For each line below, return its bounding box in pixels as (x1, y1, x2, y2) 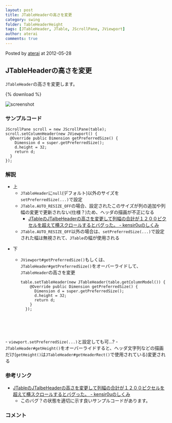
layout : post (5, 7, 33, 13)
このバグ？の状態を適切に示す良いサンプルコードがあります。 (20, 397, 150, 404)
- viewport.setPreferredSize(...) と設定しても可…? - (5, 339, 118, 345)
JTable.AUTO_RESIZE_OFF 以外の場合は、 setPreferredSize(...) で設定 (20, 229, 165, 235)
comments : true (5, 36, 38, 42)
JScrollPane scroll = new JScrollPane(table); (5, 127, 107, 132)
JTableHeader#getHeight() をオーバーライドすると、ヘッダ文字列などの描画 (5, 345, 164, 351)
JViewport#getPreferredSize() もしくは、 (20, 257, 108, 263)
